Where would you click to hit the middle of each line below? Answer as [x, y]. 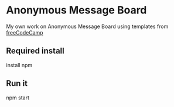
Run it [17, 83]
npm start [18, 98]
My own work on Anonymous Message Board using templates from [87, 26]
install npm [19, 65]
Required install [35, 51]
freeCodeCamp [25, 32]
